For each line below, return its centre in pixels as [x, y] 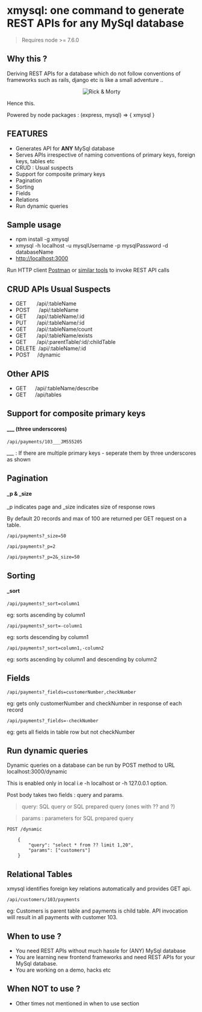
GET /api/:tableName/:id [50, 316]
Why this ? [27, 59]
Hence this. [21, 103]
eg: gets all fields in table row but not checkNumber [71, 732]
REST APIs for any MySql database [96, 23]
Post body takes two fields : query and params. [65, 795]
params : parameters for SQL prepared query [78, 818]
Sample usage [34, 224]
